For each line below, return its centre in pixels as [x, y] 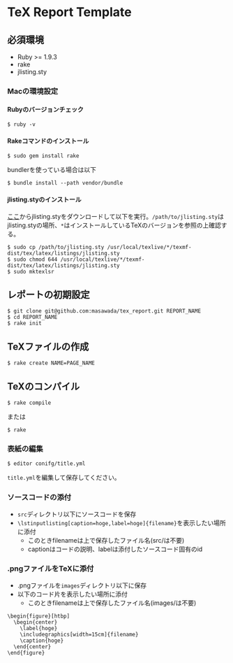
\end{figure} [26, 653]
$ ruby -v [22, 124]
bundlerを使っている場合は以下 [52, 170]
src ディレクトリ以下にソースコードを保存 [77, 514]
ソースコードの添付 [39, 497]
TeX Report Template [69, 12]
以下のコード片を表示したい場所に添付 [72, 594]
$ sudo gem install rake [43, 156]
